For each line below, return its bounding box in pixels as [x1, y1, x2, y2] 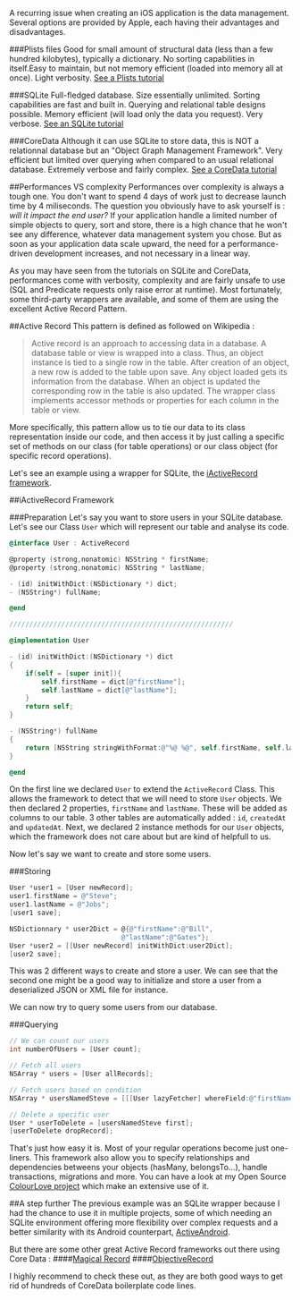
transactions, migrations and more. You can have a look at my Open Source [9, 1171, 287, 1182]
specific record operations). [9, 451, 112, 461]
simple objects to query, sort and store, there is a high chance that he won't [9, 219, 287, 230]
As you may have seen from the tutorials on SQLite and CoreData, [9, 266, 252, 276]
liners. [9, 1152, 32, 1163]
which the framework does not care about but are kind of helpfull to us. [9, 831, 271, 842]
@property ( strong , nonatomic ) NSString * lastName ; [9, 563, 205, 572]
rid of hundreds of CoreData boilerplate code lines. [9, 1280, 196, 1291]
